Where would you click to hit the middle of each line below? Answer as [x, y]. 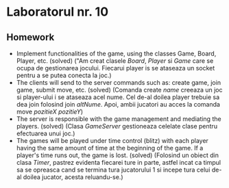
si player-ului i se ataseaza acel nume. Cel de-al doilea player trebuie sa [118, 97]
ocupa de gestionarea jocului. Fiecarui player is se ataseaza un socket [116, 68]
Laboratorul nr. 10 [58, 12]
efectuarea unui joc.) [46, 133]
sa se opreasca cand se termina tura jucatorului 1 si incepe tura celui [113, 170]
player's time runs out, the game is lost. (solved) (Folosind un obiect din [117, 155]
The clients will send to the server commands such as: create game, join [118, 82]
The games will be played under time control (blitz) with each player [112, 140]
